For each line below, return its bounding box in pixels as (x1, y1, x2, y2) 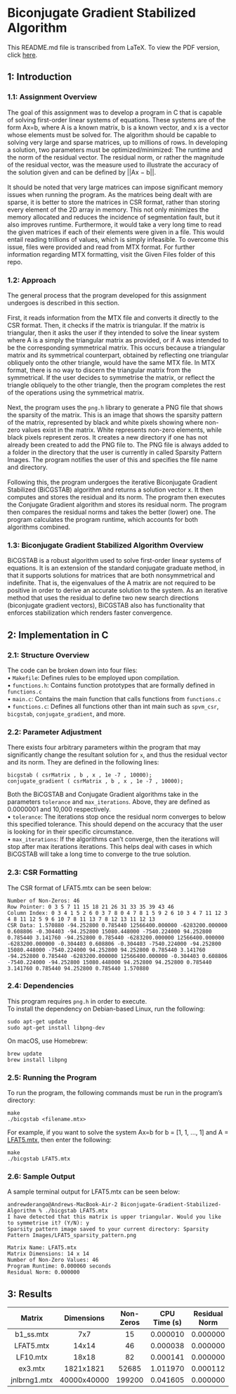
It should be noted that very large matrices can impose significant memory (7, 183, 223, 191)
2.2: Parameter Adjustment (7, 727, 102, 736)
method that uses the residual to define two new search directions (7, 594, 199, 602)
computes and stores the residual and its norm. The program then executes (7, 492, 226, 501)
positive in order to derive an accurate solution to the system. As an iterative (7, 586, 228, 595)
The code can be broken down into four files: (7, 666, 138, 674)
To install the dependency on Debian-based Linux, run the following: (7, 1004, 205, 1013)
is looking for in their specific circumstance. (7, 828, 134, 836)
